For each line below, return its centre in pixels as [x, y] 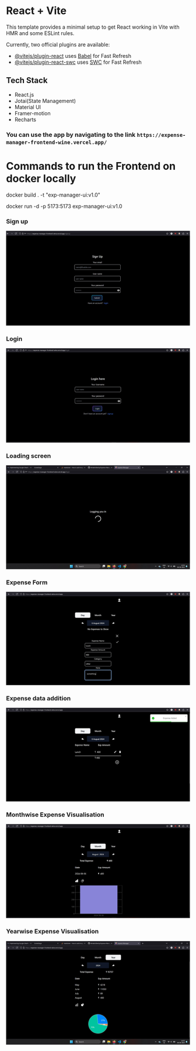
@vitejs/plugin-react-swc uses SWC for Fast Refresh [78, 62]
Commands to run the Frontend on [91, 166]
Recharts [25, 119]
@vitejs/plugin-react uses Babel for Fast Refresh [73, 56]
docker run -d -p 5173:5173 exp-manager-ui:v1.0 [64, 206]
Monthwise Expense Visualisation [55, 815]
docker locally [41, 178]
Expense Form [27, 582]
